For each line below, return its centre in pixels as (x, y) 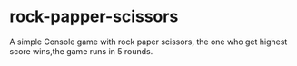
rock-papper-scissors (94, 17)
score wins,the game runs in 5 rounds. (81, 51)
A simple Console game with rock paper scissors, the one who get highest (148, 42)
